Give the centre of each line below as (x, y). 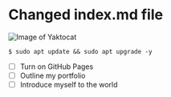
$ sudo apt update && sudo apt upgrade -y (80, 51)
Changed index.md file (85, 15)
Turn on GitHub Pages (57, 67)
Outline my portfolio (53, 75)
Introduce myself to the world (69, 85)
